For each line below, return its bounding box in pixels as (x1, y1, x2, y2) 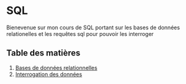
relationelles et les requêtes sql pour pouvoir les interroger (6, 30, 154, 37)
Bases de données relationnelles (15, 64, 98, 71)
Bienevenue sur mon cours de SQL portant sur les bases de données (6, 24, 180, 31)
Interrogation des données (15, 71, 83, 78)
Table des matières (6, 48, 81, 58)
